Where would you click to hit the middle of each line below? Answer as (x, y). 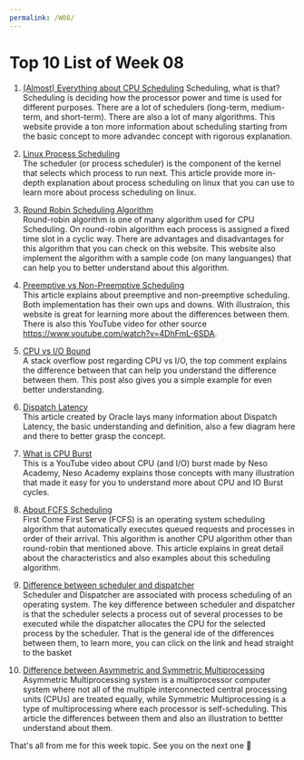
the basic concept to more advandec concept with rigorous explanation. (157, 136)
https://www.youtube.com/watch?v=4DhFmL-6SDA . (120, 333)
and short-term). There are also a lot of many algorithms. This (160, 117)
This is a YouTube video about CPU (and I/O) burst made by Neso (145, 463)
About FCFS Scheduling (67, 510)
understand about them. (68, 727)
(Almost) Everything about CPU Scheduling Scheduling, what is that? (151, 88)
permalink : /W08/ (42, 18)
